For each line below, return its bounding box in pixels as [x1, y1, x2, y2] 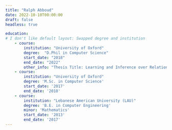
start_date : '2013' [24, 113, 66, 118]
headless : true [5, 22, 38, 27]
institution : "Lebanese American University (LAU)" [24, 98, 137, 103]
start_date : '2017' [24, 84, 66, 89]
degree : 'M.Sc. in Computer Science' [24, 79, 104, 84]
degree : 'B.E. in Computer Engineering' [24, 103, 111, 108]
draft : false [5, 17, 33, 22]
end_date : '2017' [24, 117, 60, 122]
